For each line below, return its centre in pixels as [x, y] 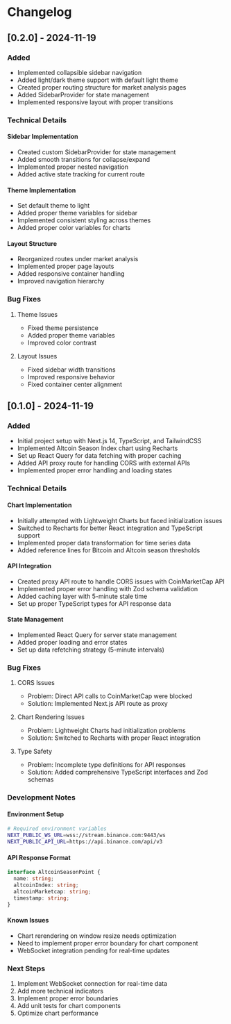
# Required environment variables [57, 829]
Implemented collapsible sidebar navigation [79, 72]
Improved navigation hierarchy [61, 281]
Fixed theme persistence [63, 328]
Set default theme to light [53, 206]
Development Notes [42, 798]
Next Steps [26, 968]
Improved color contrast [62, 342]
